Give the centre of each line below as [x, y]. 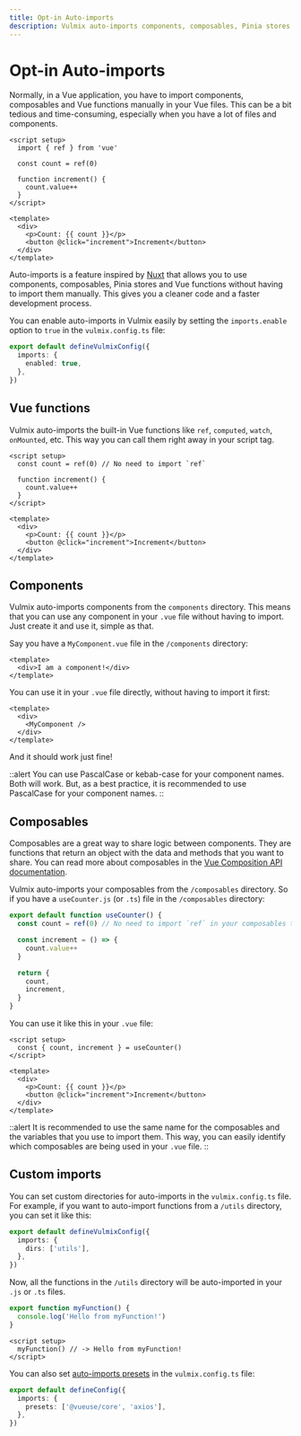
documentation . [39, 872]
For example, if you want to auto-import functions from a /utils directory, [146, 1205]
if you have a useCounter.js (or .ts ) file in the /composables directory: [138, 899]
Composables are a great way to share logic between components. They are [150, 843]
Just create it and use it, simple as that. [82, 626]
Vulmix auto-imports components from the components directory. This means [150, 607]
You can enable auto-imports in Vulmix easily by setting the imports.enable [148, 321]
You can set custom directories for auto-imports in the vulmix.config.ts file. [150, 1196]
